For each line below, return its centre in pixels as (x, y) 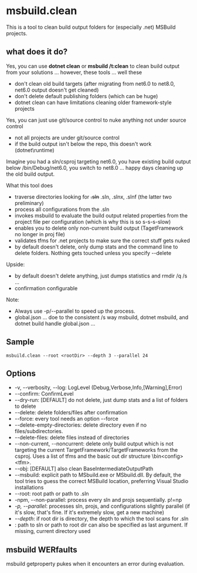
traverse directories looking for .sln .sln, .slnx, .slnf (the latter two (93, 197)
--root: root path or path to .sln (52, 494)
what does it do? (37, 52)
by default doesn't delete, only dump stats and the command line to (96, 247)
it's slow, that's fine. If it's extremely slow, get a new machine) (89, 512)
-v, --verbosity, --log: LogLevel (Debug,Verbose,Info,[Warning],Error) (98, 388)
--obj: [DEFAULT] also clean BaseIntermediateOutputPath (84, 469)
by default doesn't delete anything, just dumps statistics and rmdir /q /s (101, 276)
